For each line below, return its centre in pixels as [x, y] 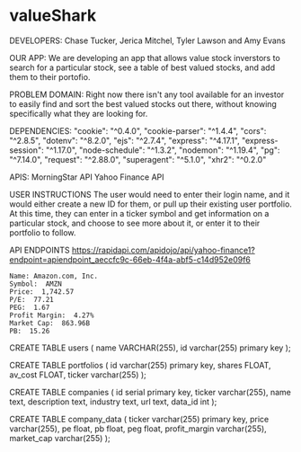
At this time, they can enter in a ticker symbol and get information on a [139, 213]
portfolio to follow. [43, 232]
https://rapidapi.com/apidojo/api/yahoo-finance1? [164, 250]
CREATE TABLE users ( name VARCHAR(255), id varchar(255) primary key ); [150, 348]
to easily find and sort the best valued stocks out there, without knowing [143, 103]
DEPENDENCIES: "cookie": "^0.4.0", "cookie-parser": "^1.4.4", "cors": [138, 130]
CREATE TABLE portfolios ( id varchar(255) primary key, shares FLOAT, [140, 365]
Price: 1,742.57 [42, 292]
